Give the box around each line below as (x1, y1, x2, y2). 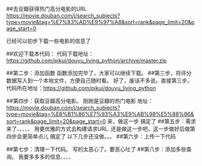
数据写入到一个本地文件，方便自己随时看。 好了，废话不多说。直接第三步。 (6, 77, 193, 84)
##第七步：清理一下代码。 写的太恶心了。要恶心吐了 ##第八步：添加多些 (6, 145, 187, 153)
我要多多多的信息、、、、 (17, 153, 74, 160)
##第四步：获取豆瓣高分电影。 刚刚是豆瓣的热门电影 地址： (6, 97, 154, 104)
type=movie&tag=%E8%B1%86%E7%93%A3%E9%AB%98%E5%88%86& (6, 110, 194, 118)
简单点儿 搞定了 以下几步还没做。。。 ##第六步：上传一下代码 (27, 133, 176, 140)
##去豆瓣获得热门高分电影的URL (6, 5, 87, 12)
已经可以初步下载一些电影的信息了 (6, 37, 91, 44)
